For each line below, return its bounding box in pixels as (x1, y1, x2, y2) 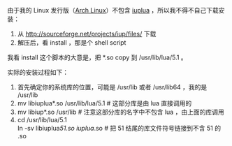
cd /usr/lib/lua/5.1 (17, 116, 68, 124)
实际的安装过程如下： (7, 68, 68, 76)
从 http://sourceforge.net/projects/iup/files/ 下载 (17, 30, 157, 38)
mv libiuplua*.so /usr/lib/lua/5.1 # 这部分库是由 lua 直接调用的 (17, 99, 192, 107)
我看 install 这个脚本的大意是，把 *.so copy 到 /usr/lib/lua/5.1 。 (7, 53, 187, 61)
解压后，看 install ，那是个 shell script (17, 38, 126, 47)
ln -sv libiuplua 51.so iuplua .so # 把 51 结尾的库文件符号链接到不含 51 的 (17, 124, 222, 132)
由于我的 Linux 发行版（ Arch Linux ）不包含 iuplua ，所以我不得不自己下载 (7, 6, 219, 14)
